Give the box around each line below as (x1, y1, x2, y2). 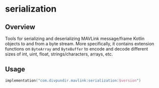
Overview (5, 23, 36, 31)
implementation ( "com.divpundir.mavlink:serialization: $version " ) (5, 78, 141, 83)
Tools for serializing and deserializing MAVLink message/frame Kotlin (5, 35, 145, 41)
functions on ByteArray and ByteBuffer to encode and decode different (5, 46, 148, 52)
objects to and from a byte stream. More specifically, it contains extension (5, 41, 155, 47)
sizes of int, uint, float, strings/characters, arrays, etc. (5, 51, 114, 57)
